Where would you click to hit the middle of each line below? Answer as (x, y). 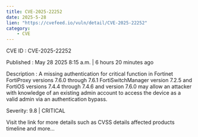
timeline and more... (31, 129)
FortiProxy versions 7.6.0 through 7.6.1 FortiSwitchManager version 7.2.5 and (99, 80)
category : (18, 28)
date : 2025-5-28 (26, 17)
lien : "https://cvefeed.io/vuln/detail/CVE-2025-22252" (77, 23)
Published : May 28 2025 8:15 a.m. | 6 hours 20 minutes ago (80, 63)
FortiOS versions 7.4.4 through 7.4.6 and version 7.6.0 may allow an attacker (99, 86)
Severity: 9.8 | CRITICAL (36, 111)
